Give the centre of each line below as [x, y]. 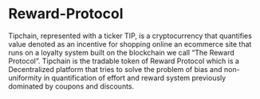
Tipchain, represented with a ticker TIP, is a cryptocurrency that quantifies [130, 36]
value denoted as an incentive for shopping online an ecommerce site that [130, 44]
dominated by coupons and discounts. [71, 86]
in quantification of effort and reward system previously [135, 78]
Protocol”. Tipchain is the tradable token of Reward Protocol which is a [124, 61]
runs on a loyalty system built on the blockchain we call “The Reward [122, 52]
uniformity [25, 78]
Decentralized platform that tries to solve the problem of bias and [115, 69]
